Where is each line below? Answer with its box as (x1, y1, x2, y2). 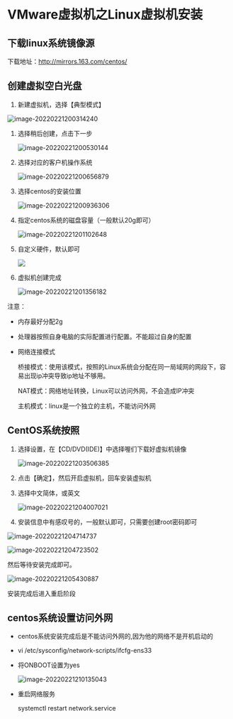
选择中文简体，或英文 (17, 489, 80, 497)
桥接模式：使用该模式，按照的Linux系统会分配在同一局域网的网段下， (17, 362, 220, 371)
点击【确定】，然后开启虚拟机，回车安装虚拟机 (17, 474, 152, 482)
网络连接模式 (17, 347, 55, 356)
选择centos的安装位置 (17, 186, 81, 196)
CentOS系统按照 (7, 425, 80, 437)
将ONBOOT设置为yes (17, 661, 80, 669)
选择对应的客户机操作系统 (17, 158, 93, 166)
